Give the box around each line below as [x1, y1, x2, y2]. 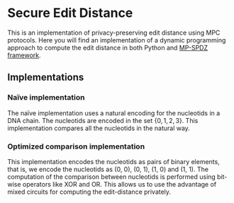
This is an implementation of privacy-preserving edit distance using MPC [7, 28, 221, 37]
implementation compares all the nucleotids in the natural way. [7, 124, 190, 132]
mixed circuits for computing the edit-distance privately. [7, 187, 172, 196]
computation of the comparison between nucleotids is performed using [7, 172, 216, 181]
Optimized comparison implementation [7, 141, 145, 151]
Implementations [7, 71, 84, 83]
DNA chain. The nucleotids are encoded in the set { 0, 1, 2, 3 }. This [7, 116, 199, 124]
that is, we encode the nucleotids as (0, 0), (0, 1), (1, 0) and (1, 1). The [7, 165, 209, 173]
